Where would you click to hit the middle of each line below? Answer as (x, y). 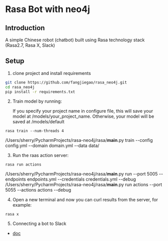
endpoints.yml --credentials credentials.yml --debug (81, 179)
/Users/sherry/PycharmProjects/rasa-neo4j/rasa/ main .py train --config (79, 140)
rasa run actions (23, 165)
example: (22, 205)
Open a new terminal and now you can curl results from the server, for (85, 200)
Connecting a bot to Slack (39, 224)
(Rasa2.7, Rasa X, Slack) (30, 45)
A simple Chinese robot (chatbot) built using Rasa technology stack (75, 40)
